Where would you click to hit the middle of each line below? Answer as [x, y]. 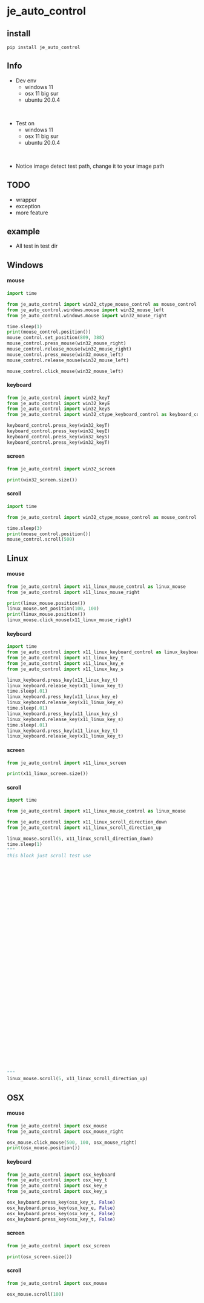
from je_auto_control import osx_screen [59, 1245]
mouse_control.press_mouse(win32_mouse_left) [65, 355]
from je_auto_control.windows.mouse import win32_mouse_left [86, 310]
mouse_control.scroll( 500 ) [41, 539]
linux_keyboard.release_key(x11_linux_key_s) [65, 719]
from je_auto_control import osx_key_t [57, 1180]
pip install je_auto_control [44, 47]
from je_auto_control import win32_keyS [59, 409]
